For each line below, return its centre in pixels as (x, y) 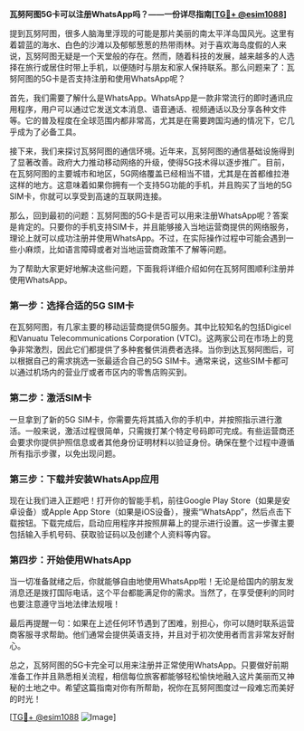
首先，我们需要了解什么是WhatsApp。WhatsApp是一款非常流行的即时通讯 (147, 98)
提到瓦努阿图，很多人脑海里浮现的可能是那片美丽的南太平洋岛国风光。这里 (148, 33)
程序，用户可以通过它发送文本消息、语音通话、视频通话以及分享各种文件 (152, 109)
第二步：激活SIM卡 (51, 398)
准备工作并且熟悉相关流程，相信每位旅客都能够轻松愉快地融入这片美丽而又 (148, 677)
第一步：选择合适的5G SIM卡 (72, 305)
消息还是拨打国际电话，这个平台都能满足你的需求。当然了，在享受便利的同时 (152, 593)
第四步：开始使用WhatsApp (71, 560)
